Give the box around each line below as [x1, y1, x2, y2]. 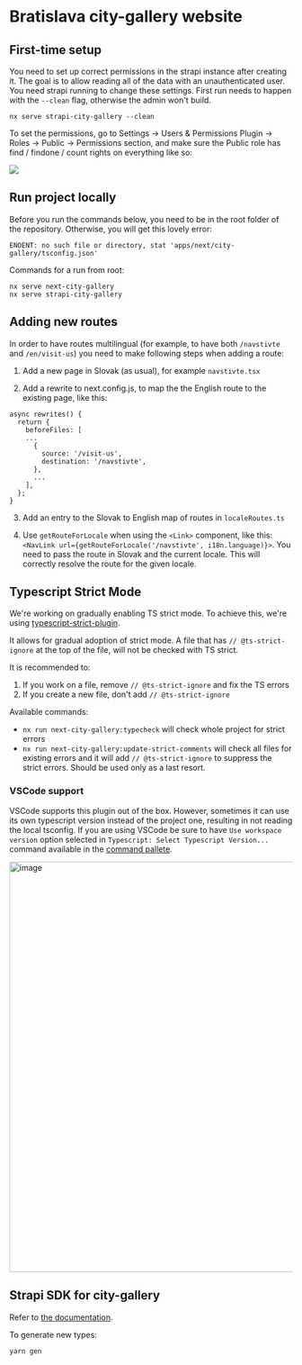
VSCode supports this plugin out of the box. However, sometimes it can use [9, 805, 289, 816]
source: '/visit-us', [41, 448, 123, 458]
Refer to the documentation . [9, 1312, 113, 1323]
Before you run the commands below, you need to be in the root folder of [9, 213, 280, 224]
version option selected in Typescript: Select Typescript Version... [9, 834, 270, 845]
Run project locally [9, 190, 117, 205]
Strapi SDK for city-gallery [9, 1288, 160, 1303]
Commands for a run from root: [9, 264, 125, 276]
